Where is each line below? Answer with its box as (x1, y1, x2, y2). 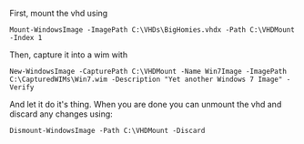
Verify (9, 83, 35, 92)
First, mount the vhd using (9, 8, 108, 18)
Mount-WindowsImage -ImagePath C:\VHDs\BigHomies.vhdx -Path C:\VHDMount (9, 26, 296, 35)
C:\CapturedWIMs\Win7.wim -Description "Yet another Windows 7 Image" (9, 75, 283, 84)
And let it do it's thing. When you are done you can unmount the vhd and (9, 99, 282, 109)
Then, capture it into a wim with (9, 49, 128, 60)
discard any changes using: (9, 108, 114, 119)
